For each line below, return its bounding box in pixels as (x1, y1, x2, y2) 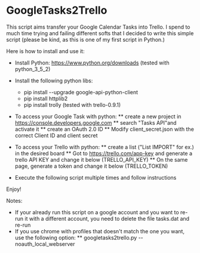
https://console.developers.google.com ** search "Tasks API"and (14, 119, 177, 126)
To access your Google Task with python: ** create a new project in (14, 113, 181, 120)
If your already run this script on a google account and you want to (14, 208, 179, 215)
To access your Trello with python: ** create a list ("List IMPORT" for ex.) (14, 143, 194, 150)
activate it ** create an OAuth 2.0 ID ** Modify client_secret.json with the (14, 125, 194, 132)
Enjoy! (6, 186, 22, 193)
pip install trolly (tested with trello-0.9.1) (23, 101, 121, 108)
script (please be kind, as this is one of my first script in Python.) (6, 36, 165, 43)
